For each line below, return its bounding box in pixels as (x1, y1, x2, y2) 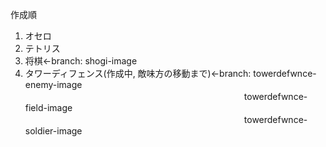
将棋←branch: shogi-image (24, 55, 138, 67)
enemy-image (24, 79, 83, 90)
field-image (24, 102, 73, 113)
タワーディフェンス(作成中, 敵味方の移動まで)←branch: (24, 68, 252, 79)
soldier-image (24, 125, 83, 137)
